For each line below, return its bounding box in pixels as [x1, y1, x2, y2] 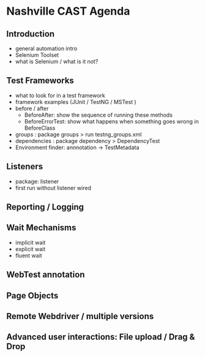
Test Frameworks [6, 75, 75, 86]
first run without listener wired [15, 184, 92, 191]
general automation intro [15, 45, 78, 52]
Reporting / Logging [6, 202, 84, 212]
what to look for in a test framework [15, 92, 106, 99]
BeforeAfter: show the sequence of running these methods [24, 111, 173, 119]
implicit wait [15, 238, 46, 246]
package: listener [15, 177, 59, 185]
